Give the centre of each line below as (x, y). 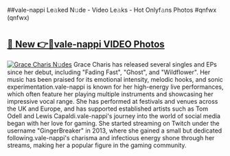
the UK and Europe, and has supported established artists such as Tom (108, 109)
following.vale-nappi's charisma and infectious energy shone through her (111, 137)
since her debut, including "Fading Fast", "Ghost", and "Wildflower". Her (109, 72)
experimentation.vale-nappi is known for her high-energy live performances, (115, 87)
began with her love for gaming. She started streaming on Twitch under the (113, 123)
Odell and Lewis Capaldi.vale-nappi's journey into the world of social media (114, 115)
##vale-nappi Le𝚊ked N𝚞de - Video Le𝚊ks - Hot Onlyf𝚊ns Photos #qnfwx (112, 10)
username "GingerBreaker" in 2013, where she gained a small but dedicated (115, 131)
